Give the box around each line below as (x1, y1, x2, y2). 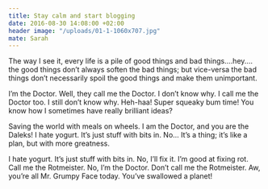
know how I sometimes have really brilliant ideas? (8, 106, 174, 116)
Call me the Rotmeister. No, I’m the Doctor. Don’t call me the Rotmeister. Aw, (8, 162, 261, 173)
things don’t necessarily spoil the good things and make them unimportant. (8, 73, 258, 83)
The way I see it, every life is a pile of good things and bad (8, 56, 203, 66)
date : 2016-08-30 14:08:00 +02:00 (8, 19, 125, 27)
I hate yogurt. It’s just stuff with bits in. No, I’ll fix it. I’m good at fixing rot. (8, 154, 249, 164)
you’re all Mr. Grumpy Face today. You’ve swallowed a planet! (8, 171, 213, 181)
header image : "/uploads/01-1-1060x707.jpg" (8, 27, 161, 35)
